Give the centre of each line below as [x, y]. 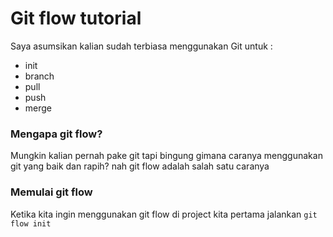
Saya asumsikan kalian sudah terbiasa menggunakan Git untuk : [141, 46]
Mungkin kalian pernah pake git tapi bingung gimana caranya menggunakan [166, 156]
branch [39, 76]
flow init [31, 223]
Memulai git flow [51, 192]
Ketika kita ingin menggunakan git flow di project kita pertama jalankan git [164, 214]
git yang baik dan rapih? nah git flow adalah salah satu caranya [140, 166]
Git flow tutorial [76, 18]
